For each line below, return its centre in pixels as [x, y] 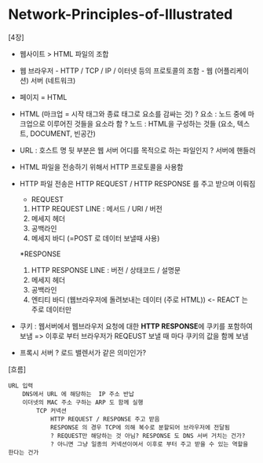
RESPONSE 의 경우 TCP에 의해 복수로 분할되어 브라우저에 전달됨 [140, 427]
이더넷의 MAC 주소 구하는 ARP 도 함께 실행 [83, 402]
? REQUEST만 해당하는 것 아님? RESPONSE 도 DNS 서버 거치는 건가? [148, 435]
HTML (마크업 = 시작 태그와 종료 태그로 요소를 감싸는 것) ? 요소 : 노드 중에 [133, 114]
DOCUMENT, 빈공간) [63, 133]
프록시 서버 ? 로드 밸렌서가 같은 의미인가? [83, 352]
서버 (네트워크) [53, 80]
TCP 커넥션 [51, 410]
